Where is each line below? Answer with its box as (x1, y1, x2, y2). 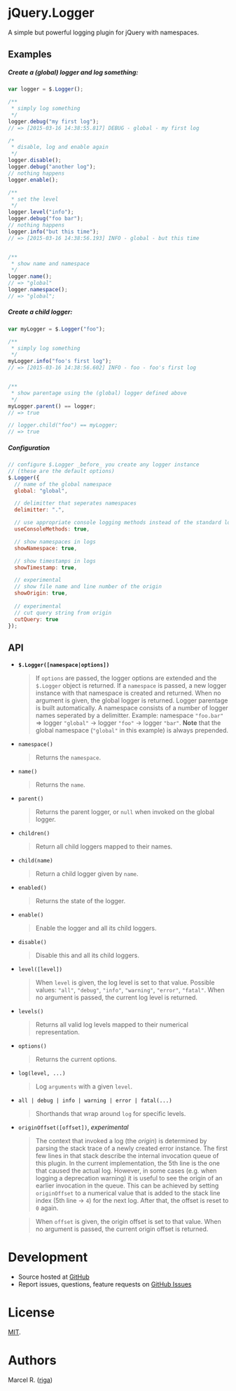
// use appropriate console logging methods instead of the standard (14, 519, 221, 526)
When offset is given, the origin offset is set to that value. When (35, 1218, 221, 1226)
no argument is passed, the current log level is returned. (35, 993, 198, 1001)
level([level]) (18, 966, 63, 973)
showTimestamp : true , (14, 564, 78, 571)
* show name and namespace (11, 260, 90, 267)
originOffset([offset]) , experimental (18, 1123, 129, 1131)
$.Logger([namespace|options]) (18, 662, 110, 669)
